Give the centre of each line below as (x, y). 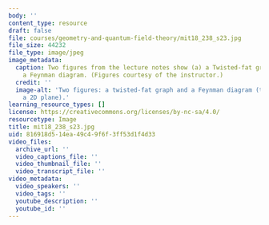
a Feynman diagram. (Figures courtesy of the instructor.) (123, 75)
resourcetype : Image (43, 120)
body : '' (23, 16)
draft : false (30, 30)
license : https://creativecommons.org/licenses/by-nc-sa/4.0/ (114, 112)
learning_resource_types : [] (57, 105)
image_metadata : (35, 61)
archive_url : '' (42, 149)
